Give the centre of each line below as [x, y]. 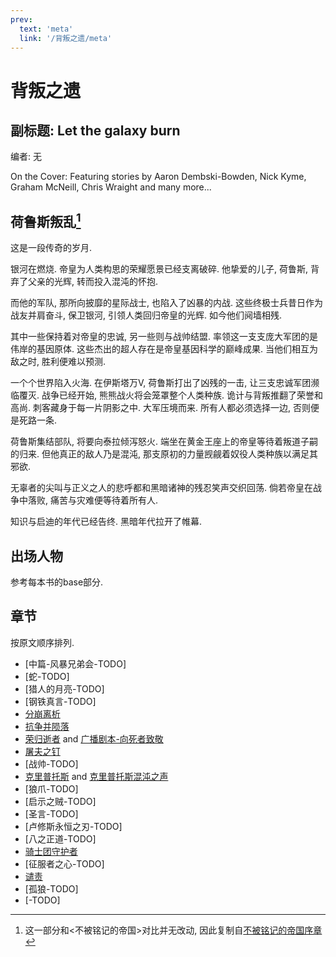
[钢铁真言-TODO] [60, 701]
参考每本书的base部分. [57, 582]
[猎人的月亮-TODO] [64, 688]
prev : [21, 19]
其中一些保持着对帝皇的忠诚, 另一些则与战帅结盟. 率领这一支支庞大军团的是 [164, 337]
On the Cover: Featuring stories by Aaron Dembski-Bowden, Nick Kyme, [158, 177]
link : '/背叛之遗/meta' [66, 38]
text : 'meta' [46, 29]
